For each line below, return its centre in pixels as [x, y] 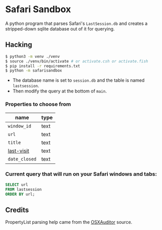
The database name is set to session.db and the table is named [78, 80]
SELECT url [17, 185]
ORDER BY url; [20, 194]
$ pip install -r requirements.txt [43, 66]
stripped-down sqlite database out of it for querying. [60, 28]
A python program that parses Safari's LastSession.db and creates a [76, 23]
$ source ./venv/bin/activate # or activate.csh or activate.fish [77, 61]
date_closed [22, 159]
